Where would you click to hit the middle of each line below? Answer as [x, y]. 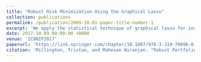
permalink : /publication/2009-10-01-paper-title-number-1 [80, 22]
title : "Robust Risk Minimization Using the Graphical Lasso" [85, 12]
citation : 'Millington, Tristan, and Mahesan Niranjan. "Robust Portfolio [101, 50]
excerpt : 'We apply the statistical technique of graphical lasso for [96, 28]
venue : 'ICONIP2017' [32, 39]
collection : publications [38, 17]
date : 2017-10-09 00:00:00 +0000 [48, 34]
